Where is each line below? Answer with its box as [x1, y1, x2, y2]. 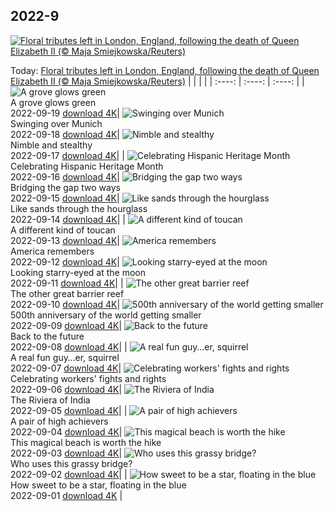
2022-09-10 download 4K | [10, 298, 121, 310]
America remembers [10, 245, 95, 257]
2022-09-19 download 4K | [10, 107, 120, 119]
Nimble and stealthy [10, 139, 93, 151]
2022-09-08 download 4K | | [10, 340, 128, 353]
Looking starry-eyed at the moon [10, 266, 147, 278]
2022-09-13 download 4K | [10, 234, 120, 246]
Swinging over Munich [10, 117, 103, 129]
